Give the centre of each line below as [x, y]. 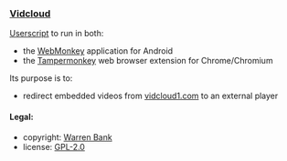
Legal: [21, 116]
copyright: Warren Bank [67, 137]
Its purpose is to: [41, 78]
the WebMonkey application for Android [98, 51]
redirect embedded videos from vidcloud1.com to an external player [150, 96]
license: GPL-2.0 [53, 146]
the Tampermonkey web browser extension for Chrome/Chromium [148, 61]
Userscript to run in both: [57, 34]
